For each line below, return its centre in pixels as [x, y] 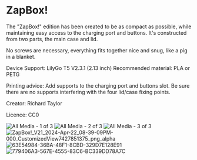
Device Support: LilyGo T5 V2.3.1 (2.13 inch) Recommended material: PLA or [98, 68]
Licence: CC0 [23, 115]
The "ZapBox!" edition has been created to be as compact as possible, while [99, 26]
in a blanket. [21, 56]
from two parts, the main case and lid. [52, 39]
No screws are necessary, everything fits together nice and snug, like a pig [97, 50]
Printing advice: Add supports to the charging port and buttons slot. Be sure [98, 85]
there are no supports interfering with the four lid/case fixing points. [88, 92]
